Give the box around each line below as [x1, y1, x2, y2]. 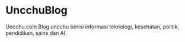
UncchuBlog [5, 4, 68, 17]
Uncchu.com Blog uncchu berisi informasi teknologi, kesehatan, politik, [5, 23, 179, 30]
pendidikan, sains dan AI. [5, 29, 68, 36]
